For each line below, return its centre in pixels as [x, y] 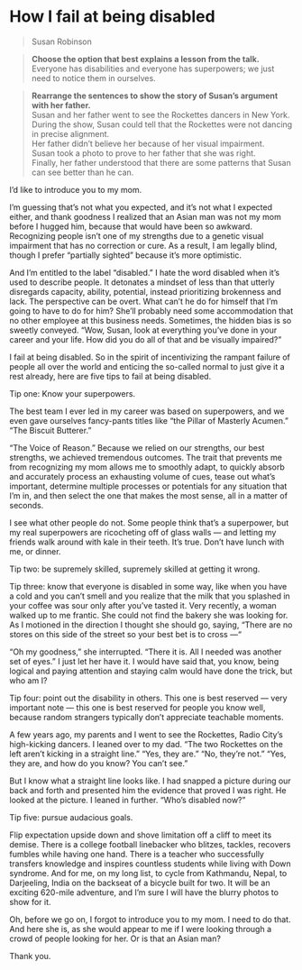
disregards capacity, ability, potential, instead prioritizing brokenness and [145, 291]
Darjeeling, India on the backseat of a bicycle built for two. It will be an [140, 883]
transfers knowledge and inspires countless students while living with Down [150, 864]
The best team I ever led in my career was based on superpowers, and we [147, 411]
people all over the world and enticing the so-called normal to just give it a [147, 366]
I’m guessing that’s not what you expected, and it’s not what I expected [141, 207]
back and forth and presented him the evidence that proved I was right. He [148, 790]
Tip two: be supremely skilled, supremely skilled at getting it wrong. [135, 569]
